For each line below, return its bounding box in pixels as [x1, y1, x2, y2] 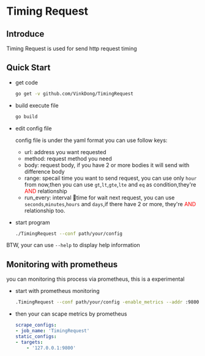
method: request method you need [24, 155, 112, 162]
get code [15, 78, 39, 86]
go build [15, 113, 38, 120]
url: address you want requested [24, 148, 106, 155]
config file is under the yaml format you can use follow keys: [15, 136, 168, 144]
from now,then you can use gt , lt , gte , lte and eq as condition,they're [24, 180, 196, 188]
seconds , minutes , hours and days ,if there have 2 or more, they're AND [24, 200, 196, 207]
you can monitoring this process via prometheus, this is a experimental [6, 275, 185, 283]
